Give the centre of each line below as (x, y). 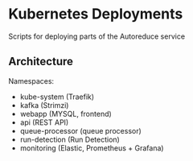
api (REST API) (44, 122)
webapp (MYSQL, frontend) (66, 114)
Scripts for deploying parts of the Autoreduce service (97, 36)
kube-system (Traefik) (57, 97)
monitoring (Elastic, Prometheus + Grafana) (92, 148)
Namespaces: (31, 80)
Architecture (41, 62)
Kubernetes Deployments (96, 14)
